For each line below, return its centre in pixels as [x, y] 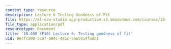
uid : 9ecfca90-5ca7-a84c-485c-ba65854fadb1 [52, 39]
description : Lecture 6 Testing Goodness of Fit [58, 15]
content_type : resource [31, 10]
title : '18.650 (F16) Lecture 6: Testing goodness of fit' [69, 34]
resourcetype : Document [31, 29]
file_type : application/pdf [35, 24]
